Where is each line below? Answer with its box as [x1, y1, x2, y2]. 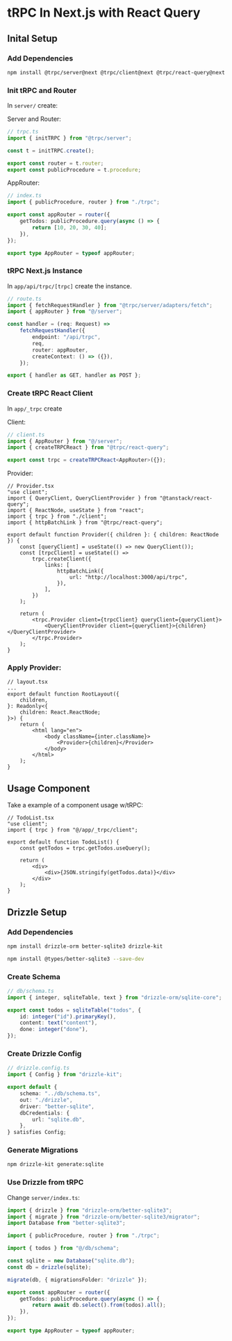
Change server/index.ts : [7, 1193, 80, 1201]
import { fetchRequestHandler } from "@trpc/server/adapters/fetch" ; [7, 302, 213, 308]
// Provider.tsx [7, 483, 54, 490]
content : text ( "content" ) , [19, 1019, 98, 1026]
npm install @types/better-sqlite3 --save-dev [7, 955, 144, 962]
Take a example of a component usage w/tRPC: [7, 801, 144, 809]
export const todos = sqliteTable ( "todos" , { [7, 1006, 141, 1014]
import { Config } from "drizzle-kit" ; [7, 1071, 123, 1078]
